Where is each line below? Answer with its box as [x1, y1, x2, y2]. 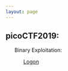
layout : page [5, 8, 38, 15]
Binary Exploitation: [14, 47, 62, 54]
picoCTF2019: [5, 31, 60, 41]
